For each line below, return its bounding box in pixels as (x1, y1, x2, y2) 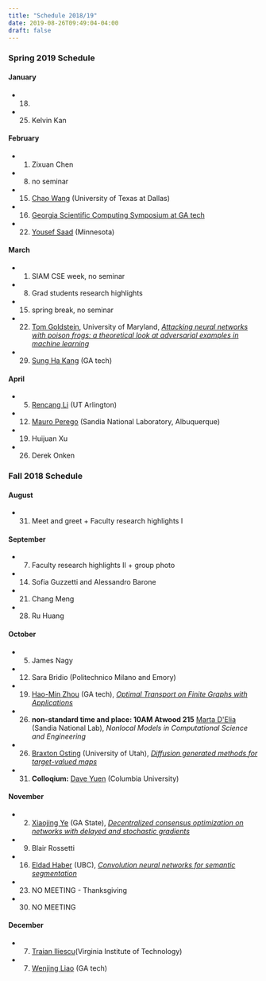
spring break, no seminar (31, 305, 114, 315)
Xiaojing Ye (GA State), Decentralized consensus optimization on (31, 817, 244, 827)
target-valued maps (31, 756, 98, 767)
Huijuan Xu (31, 434, 68, 443)
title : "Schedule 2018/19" (8, 11, 98, 20)
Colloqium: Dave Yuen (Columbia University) (31, 774, 179, 783)
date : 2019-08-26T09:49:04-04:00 (8, 19, 119, 27)
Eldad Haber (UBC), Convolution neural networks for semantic (31, 859, 236, 870)
